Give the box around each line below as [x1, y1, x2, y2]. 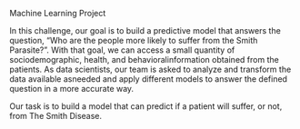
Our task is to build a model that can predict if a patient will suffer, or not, [9, 101, 283, 112]
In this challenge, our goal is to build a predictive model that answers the [9, 25, 282, 35]
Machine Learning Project [9, 8, 106, 18]
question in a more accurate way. [9, 84, 135, 94]
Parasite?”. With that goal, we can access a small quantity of [9, 45, 235, 55]
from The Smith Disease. [9, 111, 103, 121]
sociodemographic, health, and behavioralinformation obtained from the [9, 55, 279, 64]
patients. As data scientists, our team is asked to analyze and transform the [9, 64, 292, 74]
